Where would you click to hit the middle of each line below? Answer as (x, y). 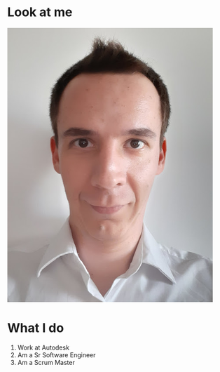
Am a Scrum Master (46, 362)
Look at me (40, 12)
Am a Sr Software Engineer (56, 354)
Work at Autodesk (43, 347)
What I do (36, 328)
